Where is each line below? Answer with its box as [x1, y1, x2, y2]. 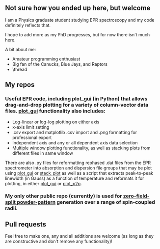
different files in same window [12, 150, 74, 156]
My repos [5, 81, 35, 89]
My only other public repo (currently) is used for [5, 193, 122, 199]
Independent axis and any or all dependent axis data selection [12, 139, 138, 145]
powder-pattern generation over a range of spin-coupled [17, 199, 156, 206]
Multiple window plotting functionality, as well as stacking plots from [12, 145, 151, 151]
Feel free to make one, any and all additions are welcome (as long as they [5, 233, 154, 239]
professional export [12, 135, 52, 140]
